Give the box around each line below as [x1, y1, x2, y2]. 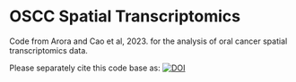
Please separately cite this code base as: [9, 62, 161, 73]
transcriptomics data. [9, 45, 88, 55]
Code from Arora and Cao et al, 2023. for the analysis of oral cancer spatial [9, 36, 288, 46]
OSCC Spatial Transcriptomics [9, 6, 240, 27]
